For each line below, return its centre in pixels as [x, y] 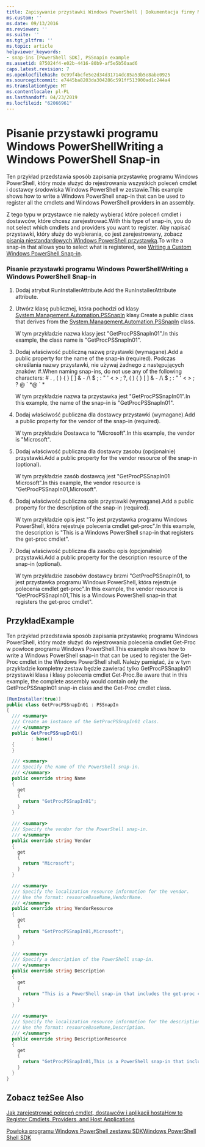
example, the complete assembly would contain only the [77, 681]
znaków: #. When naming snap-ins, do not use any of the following [98, 371]
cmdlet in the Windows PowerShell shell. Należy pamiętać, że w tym [105, 661]
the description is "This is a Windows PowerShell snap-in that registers [104, 532]
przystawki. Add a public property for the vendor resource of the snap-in [106, 457]
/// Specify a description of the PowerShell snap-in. [83, 960]
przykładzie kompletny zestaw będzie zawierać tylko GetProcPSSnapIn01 [99, 668]
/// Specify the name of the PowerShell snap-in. [76, 767]
